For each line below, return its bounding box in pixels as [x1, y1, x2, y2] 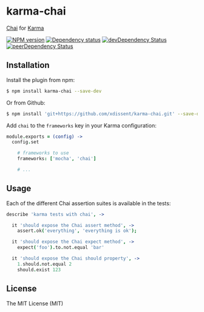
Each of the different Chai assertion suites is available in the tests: [6, 199, 171, 207]
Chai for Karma [6, 24, 44, 32]
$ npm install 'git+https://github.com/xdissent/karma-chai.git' [6, 110, 175, 117]
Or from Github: [6, 99, 46, 106]
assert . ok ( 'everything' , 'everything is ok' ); [17, 228, 137, 234]
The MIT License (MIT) [6, 299, 64, 307]
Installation [6, 60, 50, 70]
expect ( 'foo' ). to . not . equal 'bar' [17, 245, 104, 251]
